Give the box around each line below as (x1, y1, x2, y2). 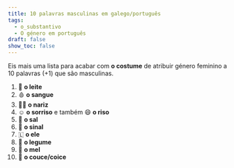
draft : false (8, 36, 46, 43)
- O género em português (14, 29, 86, 37)
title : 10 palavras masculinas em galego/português (8, 10, 161, 17)
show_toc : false (8, 43, 55, 49)
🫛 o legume (17, 138, 52, 146)
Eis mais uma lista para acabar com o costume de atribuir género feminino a (8, 62, 227, 70)
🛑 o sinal (17, 123, 44, 131)
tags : (8, 17, 24, 24)
